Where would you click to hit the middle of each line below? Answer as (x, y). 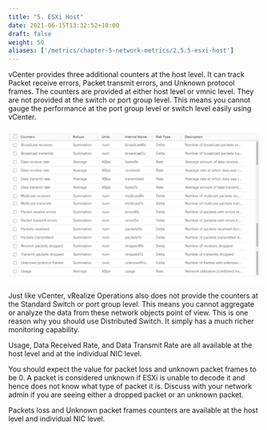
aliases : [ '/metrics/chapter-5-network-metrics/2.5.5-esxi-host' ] (121, 51)
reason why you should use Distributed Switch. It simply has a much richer (131, 321)
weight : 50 (26, 42)
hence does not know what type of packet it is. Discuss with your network (130, 386)
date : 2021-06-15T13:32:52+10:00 (64, 25)
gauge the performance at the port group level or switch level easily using (130, 109)
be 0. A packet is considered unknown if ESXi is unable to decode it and (127, 378)
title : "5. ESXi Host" (46, 17)
